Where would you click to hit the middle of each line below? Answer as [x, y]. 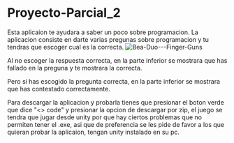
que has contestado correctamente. [59, 89]
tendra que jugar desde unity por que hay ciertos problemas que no [105, 117]
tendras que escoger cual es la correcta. [66, 47]
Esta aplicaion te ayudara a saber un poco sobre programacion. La [103, 32]
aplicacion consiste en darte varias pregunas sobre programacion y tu [108, 39]
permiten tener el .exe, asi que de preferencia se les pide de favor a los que [116, 124]
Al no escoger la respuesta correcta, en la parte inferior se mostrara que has [117, 60]
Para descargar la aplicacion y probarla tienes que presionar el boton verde [116, 102]
